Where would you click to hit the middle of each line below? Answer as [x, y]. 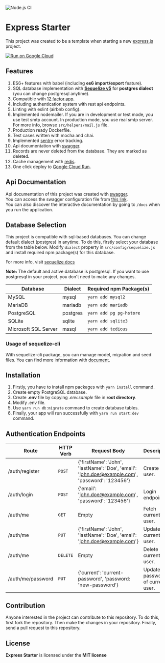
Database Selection [36, 225]
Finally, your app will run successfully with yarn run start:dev [76, 413]
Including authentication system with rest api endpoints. [69, 104]
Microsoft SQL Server [33, 329]
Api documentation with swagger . [47, 145]
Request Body [108, 451]
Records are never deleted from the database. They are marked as [80, 151]
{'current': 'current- [101, 573]
